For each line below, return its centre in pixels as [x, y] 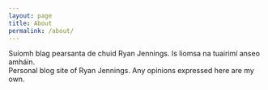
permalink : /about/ [41, 31]
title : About [30, 23]
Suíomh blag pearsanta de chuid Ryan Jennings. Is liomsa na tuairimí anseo [134, 54]
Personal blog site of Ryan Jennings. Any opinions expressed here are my [132, 71]
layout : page [30, 16]
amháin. [21, 62]
